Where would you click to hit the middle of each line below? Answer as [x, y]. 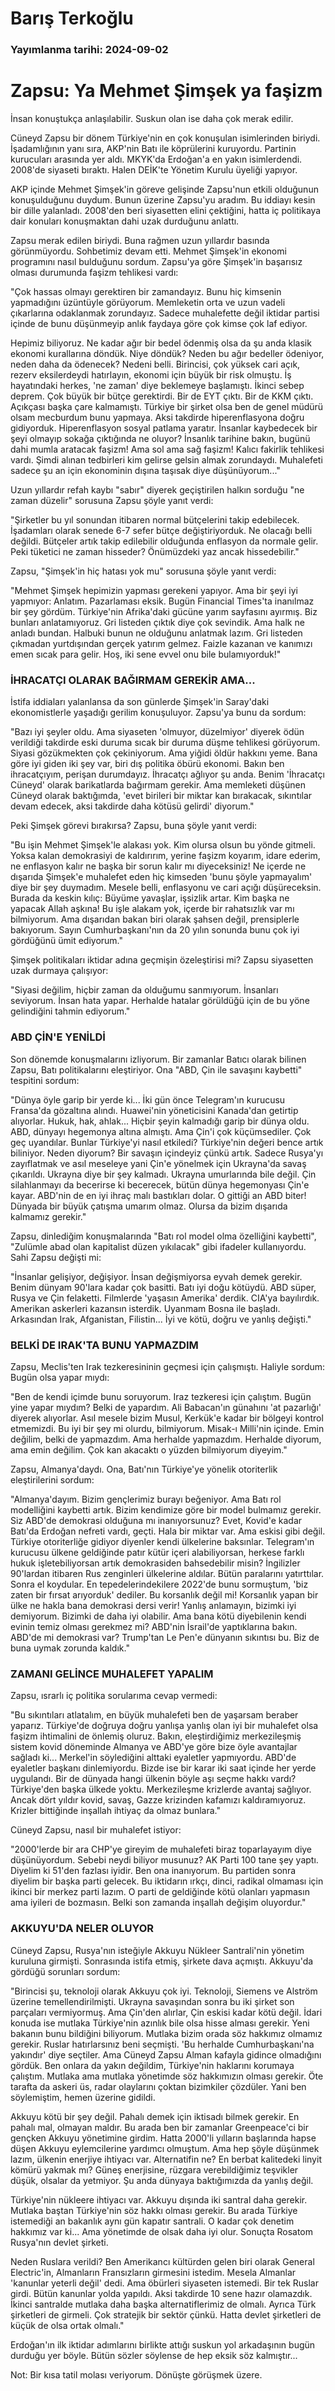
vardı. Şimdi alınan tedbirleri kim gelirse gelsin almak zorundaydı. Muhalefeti [166, 460]
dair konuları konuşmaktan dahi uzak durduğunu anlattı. [125, 221]
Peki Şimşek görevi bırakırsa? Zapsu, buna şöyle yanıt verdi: [134, 826]
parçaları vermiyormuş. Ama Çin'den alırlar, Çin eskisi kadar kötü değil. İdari [166, 2012]
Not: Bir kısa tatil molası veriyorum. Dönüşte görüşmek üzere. [136, 2374]
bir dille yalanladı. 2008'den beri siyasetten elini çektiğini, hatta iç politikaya [166, 211]
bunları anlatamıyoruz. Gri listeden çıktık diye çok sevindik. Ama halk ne [157, 623]
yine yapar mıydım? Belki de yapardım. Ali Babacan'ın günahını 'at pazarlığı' [166, 1407]
